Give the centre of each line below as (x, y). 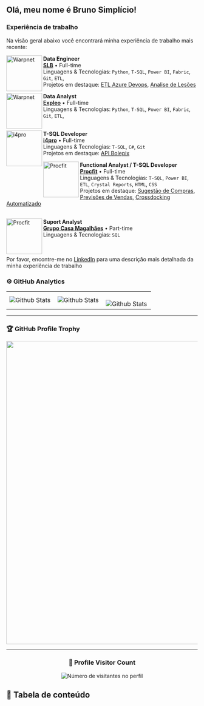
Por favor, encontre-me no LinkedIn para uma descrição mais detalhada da (100, 259)
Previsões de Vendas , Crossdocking (125, 197)
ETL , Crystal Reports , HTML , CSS (118, 184)
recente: (17, 47)
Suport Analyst (63, 221)
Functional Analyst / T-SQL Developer (128, 165)
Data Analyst (60, 96)
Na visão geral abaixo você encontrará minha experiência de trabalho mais (100, 40)
